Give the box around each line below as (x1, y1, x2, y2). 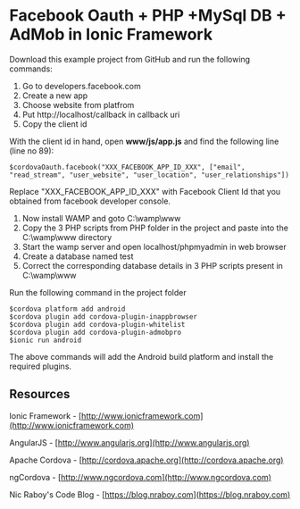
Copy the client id (21, 118, 87, 129)
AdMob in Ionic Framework (9, 24, 212, 45)
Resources (9, 387, 71, 402)
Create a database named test (21, 251, 134, 262)
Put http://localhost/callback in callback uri (21, 109, 180, 120)
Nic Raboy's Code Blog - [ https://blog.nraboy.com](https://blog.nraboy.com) (9, 488, 291, 500)
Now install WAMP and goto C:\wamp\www (21, 213, 181, 223)
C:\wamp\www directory (21, 231, 112, 242)
